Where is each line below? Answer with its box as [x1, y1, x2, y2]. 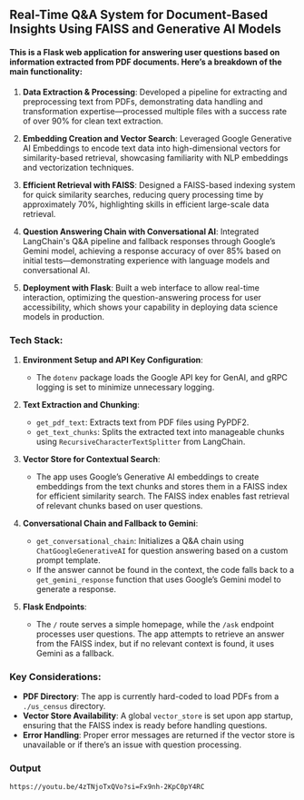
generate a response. [35, 583, 116, 594]
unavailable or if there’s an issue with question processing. [22, 739, 242, 750]
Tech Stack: [9, 333, 64, 346]
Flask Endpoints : [22, 601, 88, 612]
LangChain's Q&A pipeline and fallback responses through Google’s [22, 235, 276, 246]
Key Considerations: [9, 670, 102, 683]
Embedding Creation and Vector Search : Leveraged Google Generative [22, 133, 292, 143]
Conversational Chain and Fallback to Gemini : [22, 518, 199, 528]
